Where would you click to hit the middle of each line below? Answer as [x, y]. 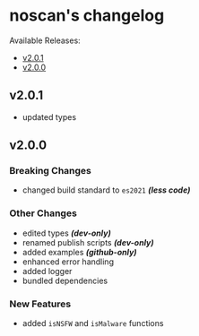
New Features [40, 304]
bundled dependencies [65, 280]
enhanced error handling [68, 262]
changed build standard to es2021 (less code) [106, 190]
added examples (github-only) [79, 252]
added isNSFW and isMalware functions [93, 323]
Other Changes [43, 213]
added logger [47, 271]
